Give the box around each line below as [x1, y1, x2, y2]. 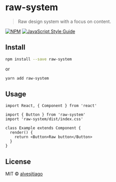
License [5, 157, 31, 166]
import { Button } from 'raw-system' [5, 112, 86, 117]
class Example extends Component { [5, 125, 81, 131]
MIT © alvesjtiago [5, 171, 43, 177]
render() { [10, 130, 33, 135]
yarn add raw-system [5, 75, 50, 81]
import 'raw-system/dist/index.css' [5, 117, 83, 122]
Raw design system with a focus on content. [17, 18, 111, 24]
